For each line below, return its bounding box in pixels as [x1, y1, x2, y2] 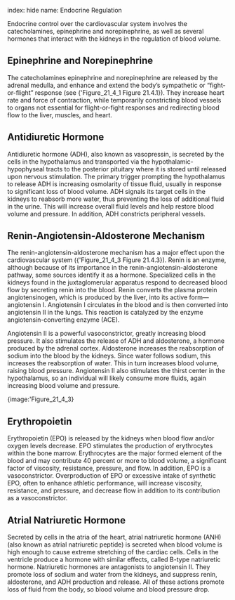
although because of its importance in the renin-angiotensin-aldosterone [7, 263, 218, 272]
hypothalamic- [152, 157, 194, 166]
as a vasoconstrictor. [7, 494, 68, 502]
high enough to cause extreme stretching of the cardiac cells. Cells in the [7, 548, 219, 556]
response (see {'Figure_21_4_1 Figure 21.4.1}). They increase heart [34, 88, 224, 97]
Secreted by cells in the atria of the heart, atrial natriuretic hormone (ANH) [7, 533, 222, 542]
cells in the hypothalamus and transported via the [7, 157, 151, 166]
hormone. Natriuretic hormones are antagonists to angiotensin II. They [7, 563, 210, 571]
